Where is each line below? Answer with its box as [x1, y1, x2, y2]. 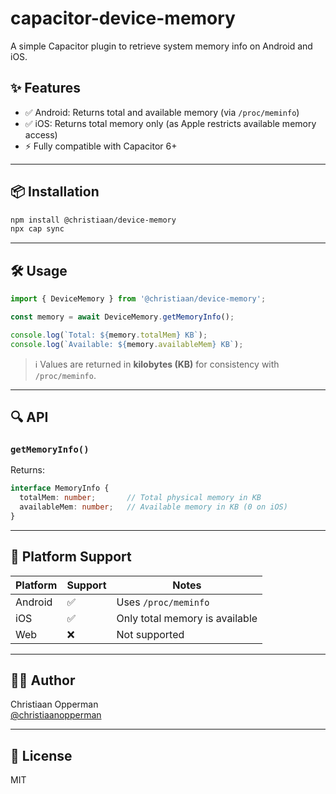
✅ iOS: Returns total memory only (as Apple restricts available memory [24, 117, 317, 129]
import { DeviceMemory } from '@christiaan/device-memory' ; [10, 294, 267, 304]
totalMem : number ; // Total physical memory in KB [19, 493, 262, 503]
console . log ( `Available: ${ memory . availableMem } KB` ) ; [10, 339, 244, 349]
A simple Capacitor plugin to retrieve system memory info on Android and [10, 40, 313, 52]
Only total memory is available [116, 611, 258, 625]
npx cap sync [10, 224, 65, 234]
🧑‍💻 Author [10, 672, 76, 689]
